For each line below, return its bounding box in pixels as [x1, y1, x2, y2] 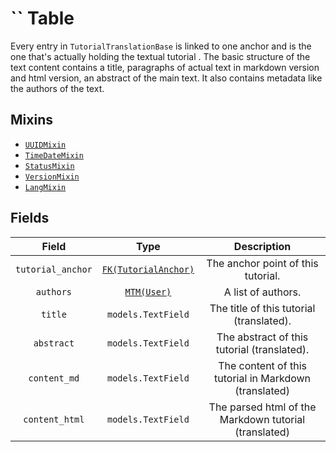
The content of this [218, 358, 307, 372]
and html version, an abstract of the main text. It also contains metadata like [10, 72, 323, 84]
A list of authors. [223, 285, 302, 299]
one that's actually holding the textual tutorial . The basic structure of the [10, 50, 311, 62]
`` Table [10, 7, 75, 30]
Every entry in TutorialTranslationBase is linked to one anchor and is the [10, 40, 312, 52]
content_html [23, 413, 85, 425]
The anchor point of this [206, 256, 319, 270]
